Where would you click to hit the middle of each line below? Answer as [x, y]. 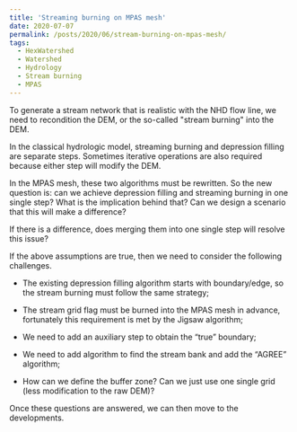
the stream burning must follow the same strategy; [115, 292]
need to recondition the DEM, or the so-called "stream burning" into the [142, 119]
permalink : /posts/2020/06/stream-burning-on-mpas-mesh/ [118, 34]
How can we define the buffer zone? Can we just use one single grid [148, 381]
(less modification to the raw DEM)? [88, 391]
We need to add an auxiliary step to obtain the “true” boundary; [140, 337]
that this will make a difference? [68, 211]
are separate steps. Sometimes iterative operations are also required [136, 156]
